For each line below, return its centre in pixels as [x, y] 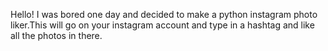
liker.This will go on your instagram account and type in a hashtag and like [162, 25]
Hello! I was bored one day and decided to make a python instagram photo [164, 14]
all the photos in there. [56, 35]
